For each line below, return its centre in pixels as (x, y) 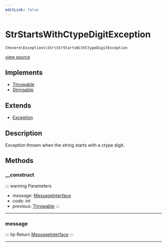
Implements (24, 72)
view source (18, 57)
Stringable (23, 90)
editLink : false (22, 10)
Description (24, 133)
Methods (19, 161)
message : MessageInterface (42, 195)
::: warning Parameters (28, 186)
